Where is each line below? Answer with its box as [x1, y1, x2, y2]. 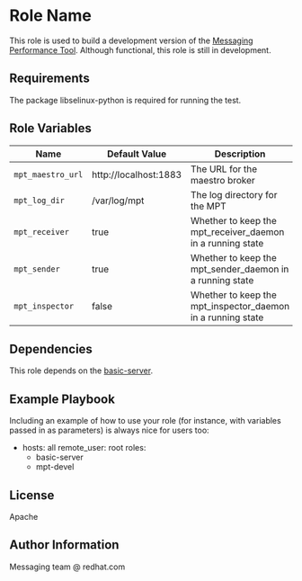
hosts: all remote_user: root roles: [22, 442, 147, 453]
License [9, 487, 55, 503]
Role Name [9, 5, 92, 26]
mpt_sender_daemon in [190, 263, 289, 275]
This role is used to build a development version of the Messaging [9, 35, 253, 46]
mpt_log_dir [13, 195, 66, 205]
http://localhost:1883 [91, 168, 182, 181]
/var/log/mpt [91, 194, 145, 207]
